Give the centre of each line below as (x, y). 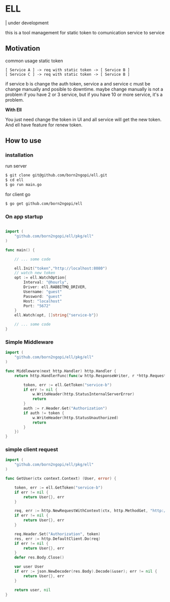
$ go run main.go (24, 185)
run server (16, 166)
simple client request (32, 449)
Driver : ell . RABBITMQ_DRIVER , (55, 287)
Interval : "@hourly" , (46, 283)
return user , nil (33, 590)
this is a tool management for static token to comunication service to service (85, 32)
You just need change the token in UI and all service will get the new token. (83, 119)
